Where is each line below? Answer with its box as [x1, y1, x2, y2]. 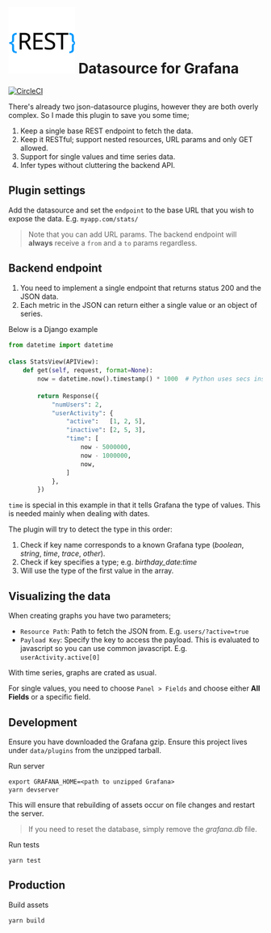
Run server [8, 761, 45, 771]
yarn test [8, 856, 42, 864]
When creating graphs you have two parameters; [8, 611, 172, 620]
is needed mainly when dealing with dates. [8, 509, 151, 519]
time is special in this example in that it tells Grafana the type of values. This [8, 500, 261, 510]
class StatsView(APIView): [8, 358, 99, 366]
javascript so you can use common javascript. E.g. [19, 644, 188, 654]
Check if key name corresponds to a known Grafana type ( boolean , [19, 540, 244, 550]
